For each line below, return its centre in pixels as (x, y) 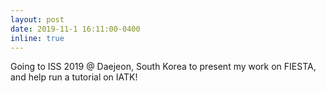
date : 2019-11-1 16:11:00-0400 (75, 29)
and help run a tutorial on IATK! (74, 77)
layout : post (37, 19)
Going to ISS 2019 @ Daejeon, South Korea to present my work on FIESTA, (163, 67)
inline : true (37, 38)
